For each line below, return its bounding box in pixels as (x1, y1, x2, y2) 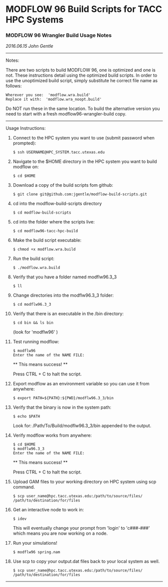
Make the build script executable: (12, 237, 82, 243)
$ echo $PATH (12, 414, 40, 419)
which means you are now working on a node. (12, 530, 108, 536)
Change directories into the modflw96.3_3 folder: (12, 292, 114, 298)
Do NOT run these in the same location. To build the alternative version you (5, 106, 160, 112)
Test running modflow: (12, 339, 59, 345)
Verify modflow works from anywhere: (12, 432, 92, 439)
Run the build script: (12, 255, 54, 262)
